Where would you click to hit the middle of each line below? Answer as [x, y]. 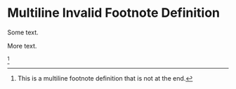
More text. [22, 46]
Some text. [23, 32]
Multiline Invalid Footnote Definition [113, 13]
